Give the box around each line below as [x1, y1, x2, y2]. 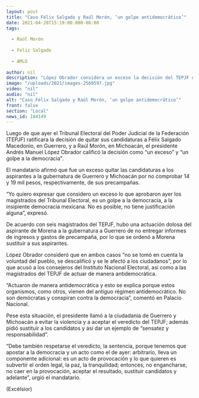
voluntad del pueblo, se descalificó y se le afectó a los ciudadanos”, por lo [6, 257, 188, 265]
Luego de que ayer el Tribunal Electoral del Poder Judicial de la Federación [6, 130, 190, 137]
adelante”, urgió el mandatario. [6, 374, 81, 381]
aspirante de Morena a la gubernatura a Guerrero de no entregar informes [6, 227, 187, 234]
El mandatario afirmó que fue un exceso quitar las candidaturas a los [6, 167, 174, 174]
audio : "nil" [6, 91, 38, 97]
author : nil [6, 69, 36, 75]
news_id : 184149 [6, 113, 46, 119]
